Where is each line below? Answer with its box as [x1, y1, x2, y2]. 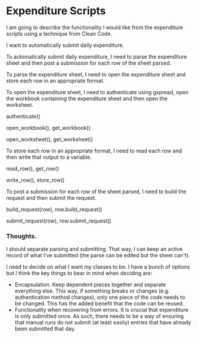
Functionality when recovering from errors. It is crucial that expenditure [14, 307, 189, 314]
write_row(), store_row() [6, 176, 65, 183]
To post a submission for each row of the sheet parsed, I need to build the [6, 188, 186, 195]
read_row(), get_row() [6, 165, 59, 172]
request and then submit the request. [6, 194, 96, 201]
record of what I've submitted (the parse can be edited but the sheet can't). [6, 252, 190, 259]
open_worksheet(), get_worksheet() [6, 135, 93, 143]
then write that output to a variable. [6, 153, 92, 161]
